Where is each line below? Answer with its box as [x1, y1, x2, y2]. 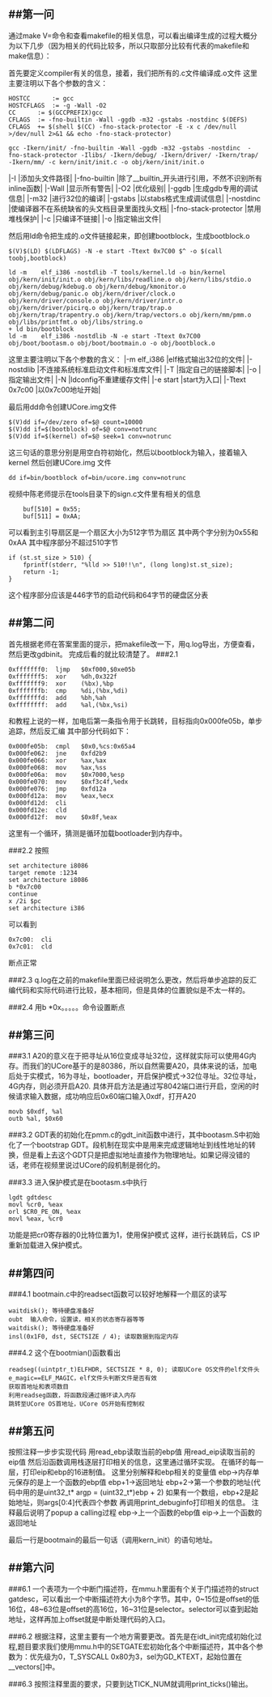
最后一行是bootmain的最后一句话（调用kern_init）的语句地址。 [8, 1535, 217, 1545]
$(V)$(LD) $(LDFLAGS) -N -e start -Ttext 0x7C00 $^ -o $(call [8, 247, 223, 255]
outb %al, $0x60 [8, 1115, 63, 1123]
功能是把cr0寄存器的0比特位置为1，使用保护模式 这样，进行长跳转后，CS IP [8, 1230, 261, 1240]
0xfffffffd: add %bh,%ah [8, 694, 107, 702]
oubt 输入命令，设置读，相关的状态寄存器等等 [8, 1316, 145, 1324]
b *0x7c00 [8, 883, 42, 891]
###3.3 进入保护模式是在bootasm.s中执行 [8, 1177, 148, 1187]
